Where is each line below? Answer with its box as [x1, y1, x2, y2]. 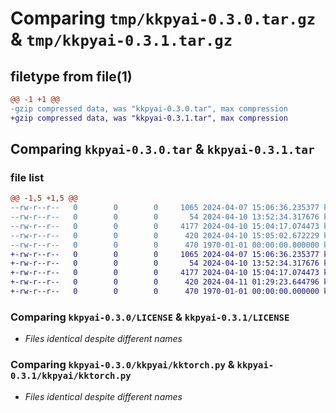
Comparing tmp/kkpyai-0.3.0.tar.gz [10, 7, 317, 30]
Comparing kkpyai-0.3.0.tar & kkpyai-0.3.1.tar [10, 141, 315, 158]
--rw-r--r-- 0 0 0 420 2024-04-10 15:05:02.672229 [10, 230, 320, 241]
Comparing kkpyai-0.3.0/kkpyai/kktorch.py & [10, 358, 235, 372]
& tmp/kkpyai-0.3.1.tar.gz [10, 28, 233, 51]
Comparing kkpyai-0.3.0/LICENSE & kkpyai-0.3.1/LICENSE [10, 310, 290, 324]
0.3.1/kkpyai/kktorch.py [10, 370, 132, 382]
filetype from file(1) [10, 68, 133, 85]
